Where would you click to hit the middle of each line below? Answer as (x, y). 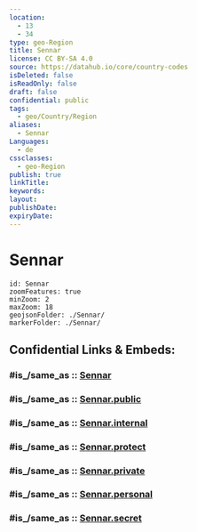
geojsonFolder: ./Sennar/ (57, 315)
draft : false (33, 92)
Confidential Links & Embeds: (92, 349)
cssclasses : (31, 158)
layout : (24, 200)
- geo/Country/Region (57, 117)
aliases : (25, 125)
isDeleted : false (41, 76)
